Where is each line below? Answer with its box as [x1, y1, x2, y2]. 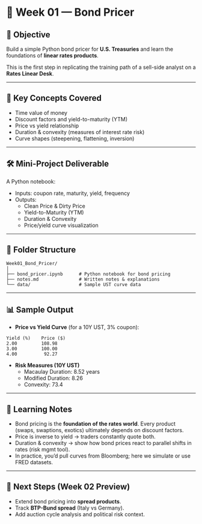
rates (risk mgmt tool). [14, 446, 70, 453]
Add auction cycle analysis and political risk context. [14, 510, 145, 518]
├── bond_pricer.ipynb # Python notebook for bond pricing [6, 271, 171, 277]
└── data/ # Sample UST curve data [6, 282, 141, 288]
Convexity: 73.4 [23, 381, 63, 388]
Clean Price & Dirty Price [23, 202, 85, 209]
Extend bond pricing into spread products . [14, 497, 121, 505]
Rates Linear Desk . [6, 70, 54, 77]
